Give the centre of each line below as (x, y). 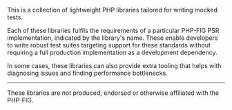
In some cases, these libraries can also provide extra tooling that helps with (115, 66)
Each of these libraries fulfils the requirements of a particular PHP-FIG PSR (113, 31)
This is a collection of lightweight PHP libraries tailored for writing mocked (113, 10)
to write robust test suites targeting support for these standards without (109, 45)
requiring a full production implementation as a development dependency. (112, 52)
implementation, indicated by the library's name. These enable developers (113, 38)
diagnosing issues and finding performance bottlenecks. (87, 73)
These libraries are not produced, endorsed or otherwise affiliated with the (113, 93)
